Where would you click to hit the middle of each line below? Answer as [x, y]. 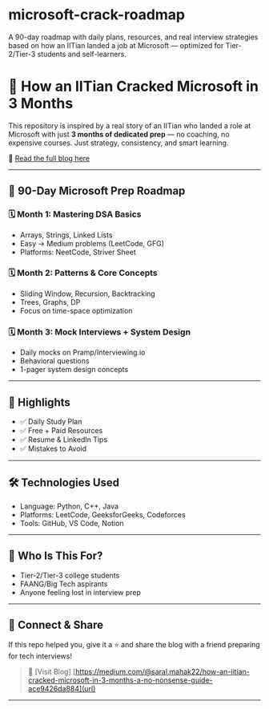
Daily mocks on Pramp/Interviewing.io [82, 352]
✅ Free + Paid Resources [61, 430]
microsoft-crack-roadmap [97, 15]
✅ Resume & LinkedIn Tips [64, 440]
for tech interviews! [40, 656]
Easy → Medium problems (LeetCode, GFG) [92, 243]
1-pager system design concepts [74, 370]
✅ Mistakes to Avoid [53, 448]
